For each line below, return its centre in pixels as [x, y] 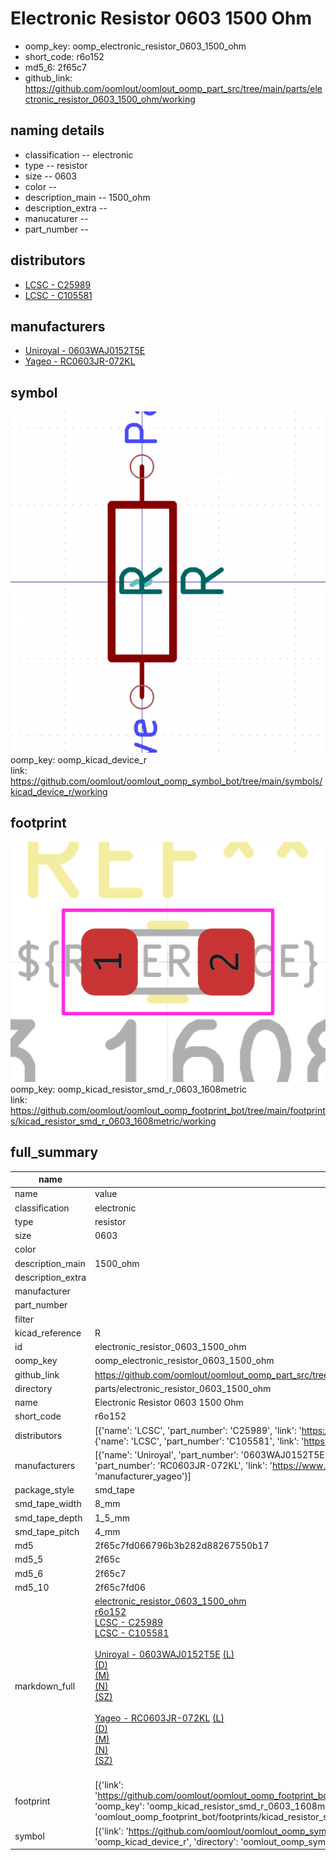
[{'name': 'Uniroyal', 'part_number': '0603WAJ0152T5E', [212, 1454]
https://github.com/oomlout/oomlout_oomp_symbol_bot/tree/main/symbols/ [166, 781]
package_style [44, 1490]
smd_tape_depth [48, 1518]
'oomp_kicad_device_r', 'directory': [166, 1841]
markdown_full [45, 1686]
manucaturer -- [56, 218]
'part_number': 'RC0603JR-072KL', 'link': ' [183, 1465]
